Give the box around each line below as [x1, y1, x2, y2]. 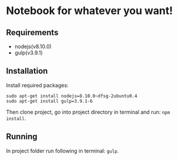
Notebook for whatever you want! [6, 4, 173, 18]
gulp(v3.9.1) [14, 49, 43, 56]
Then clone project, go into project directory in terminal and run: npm [6, 108, 170, 115]
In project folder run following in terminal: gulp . [6, 147, 119, 154]
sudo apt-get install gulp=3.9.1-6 [6, 98, 93, 104]
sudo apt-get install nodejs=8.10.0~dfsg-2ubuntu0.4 [6, 93, 138, 99]
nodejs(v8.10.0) [14, 43, 52, 50]
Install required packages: [6, 81, 69, 88]
